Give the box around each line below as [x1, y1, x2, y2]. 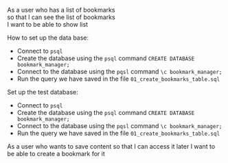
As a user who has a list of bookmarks [7, 6, 115, 14]
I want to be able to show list [7, 21, 88, 28]
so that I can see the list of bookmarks [7, 13, 115, 21]
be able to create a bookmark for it [7, 150, 105, 158]
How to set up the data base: [7, 34, 89, 42]
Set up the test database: [7, 88, 79, 96]
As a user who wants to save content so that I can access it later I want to [7, 142, 216, 150]
